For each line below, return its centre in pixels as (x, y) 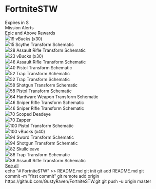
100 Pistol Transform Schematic (42, 126)
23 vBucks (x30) (27, 56)
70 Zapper (20, 120)
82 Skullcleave (25, 149)
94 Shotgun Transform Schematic (44, 143)
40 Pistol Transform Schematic (41, 67)
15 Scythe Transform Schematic (42, 44)
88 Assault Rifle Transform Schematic (48, 160)
